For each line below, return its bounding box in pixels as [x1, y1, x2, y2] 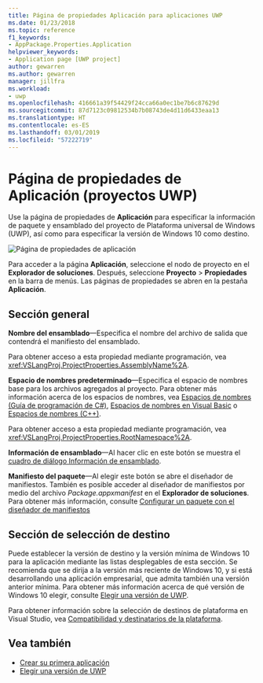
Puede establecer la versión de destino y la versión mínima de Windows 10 [8, 548, 250, 559]
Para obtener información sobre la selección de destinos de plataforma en [8, 606, 249, 615]
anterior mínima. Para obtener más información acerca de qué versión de [8, 582, 245, 592]
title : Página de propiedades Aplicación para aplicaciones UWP [8, 11, 223, 20]
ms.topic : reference [8, 26, 76, 34]
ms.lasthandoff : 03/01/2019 [8, 128, 100, 136]
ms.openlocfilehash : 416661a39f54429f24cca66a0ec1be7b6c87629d [8, 99, 220, 107]
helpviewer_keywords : [8, 48, 79, 56]
